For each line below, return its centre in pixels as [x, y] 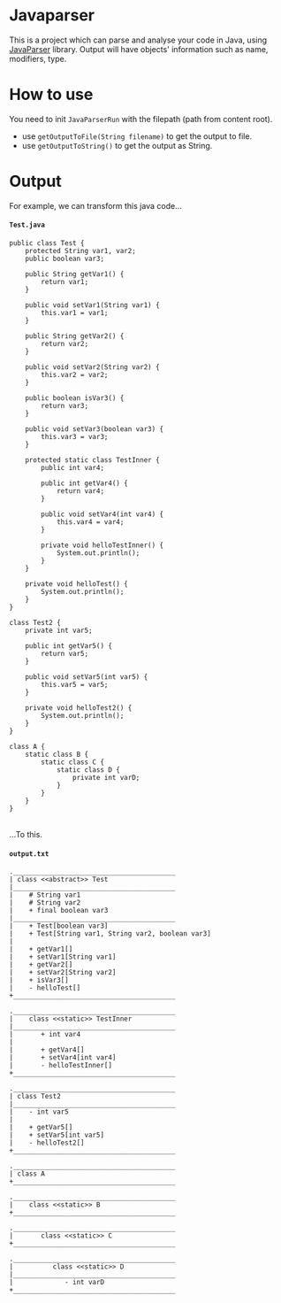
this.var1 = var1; [75, 313]
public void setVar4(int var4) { [103, 514]
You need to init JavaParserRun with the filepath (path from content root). [141, 119]
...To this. [26, 835]
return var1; [65, 282]
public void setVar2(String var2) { [93, 367]
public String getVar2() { [75, 336]
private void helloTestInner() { [103, 545]
